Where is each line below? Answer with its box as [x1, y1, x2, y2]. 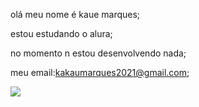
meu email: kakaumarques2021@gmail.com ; [10, 67, 190, 78]
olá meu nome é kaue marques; [10, 9, 141, 20]
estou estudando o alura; [10, 28, 113, 39]
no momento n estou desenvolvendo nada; [10, 47, 187, 59]
